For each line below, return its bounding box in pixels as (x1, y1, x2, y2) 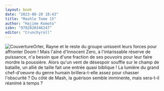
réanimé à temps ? (5, 80, 43, 86)
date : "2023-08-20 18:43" (5, 12, 58, 17)
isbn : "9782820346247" (5, 26, 52, 30)
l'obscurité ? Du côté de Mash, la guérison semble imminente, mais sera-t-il (5, 75, 160, 81)
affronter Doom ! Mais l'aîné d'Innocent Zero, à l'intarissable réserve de (5, 49, 151, 55)
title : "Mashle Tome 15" (5, 16, 56, 21)
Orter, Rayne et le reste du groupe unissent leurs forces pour (33, 44, 157, 49)
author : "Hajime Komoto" (5, 21, 56, 26)
